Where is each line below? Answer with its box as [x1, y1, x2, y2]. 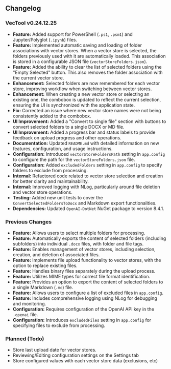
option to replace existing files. [12, 262, 78, 269]
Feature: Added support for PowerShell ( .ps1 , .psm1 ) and [12, 31, 133, 37]
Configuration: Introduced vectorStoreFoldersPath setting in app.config [12, 151, 165, 157]
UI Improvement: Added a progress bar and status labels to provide [12, 129, 156, 135]
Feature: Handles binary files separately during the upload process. [12, 268, 156, 274]
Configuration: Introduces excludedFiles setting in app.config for [12, 317, 152, 323]
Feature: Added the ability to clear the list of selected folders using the [12, 64, 162, 70]
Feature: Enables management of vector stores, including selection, [12, 246, 156, 252]
